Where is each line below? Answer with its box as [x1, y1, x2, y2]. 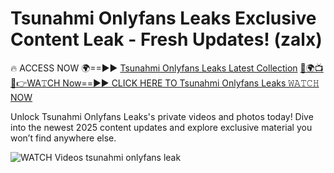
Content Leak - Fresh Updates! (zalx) [10, 28, 323, 51]
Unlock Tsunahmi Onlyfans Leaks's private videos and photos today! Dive [10, 110, 314, 122]
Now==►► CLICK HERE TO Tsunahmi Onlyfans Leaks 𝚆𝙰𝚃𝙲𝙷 [62, 77, 320, 89]
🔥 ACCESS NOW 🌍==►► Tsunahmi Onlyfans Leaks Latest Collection [10, 62, 298, 74]
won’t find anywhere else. [10, 132, 117, 144]
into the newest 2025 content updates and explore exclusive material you [10, 121, 313, 133]
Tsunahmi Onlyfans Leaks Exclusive [10, 7, 317, 30]
